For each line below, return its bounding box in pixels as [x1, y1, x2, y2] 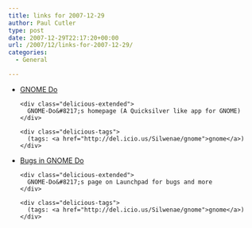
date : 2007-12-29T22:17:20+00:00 [8, 33, 119, 42]
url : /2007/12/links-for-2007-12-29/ [8, 41, 134, 49]
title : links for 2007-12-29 [8, 11, 105, 20]
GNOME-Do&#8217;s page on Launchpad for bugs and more [27, 178, 213, 186]
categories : [8, 48, 48, 56]
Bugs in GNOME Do [19, 156, 84, 165]
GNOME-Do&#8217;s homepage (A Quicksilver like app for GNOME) [27, 106, 241, 115]
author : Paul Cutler [8, 19, 77, 27]
